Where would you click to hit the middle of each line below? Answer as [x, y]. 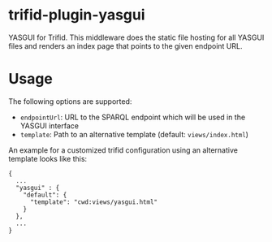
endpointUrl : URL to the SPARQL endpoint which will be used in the [133, 117]
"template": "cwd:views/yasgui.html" [94, 202]
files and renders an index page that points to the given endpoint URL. [125, 45]
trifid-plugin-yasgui [77, 15]
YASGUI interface [50, 125]
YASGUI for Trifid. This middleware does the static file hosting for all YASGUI [136, 37]
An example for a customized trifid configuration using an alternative [123, 150]
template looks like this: [48, 158]
